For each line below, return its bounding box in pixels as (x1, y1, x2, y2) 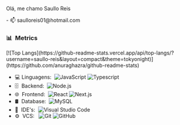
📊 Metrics (6, 33, 38, 42)
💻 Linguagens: (14, 73, 52, 81)
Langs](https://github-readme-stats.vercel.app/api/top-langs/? (22, 49, 175, 56)
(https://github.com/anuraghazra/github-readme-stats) (6, 62, 139, 69)
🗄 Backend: (14, 82, 45, 90)
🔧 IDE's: (14, 106, 35, 113)
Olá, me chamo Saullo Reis (6, 5, 71, 12)
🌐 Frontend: (14, 91, 45, 98)
